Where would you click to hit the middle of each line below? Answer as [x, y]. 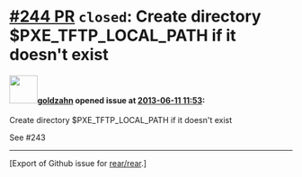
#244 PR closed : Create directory [135, 17]
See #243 [28, 137]
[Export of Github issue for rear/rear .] [78, 164]
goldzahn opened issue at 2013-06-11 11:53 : [121, 100]
